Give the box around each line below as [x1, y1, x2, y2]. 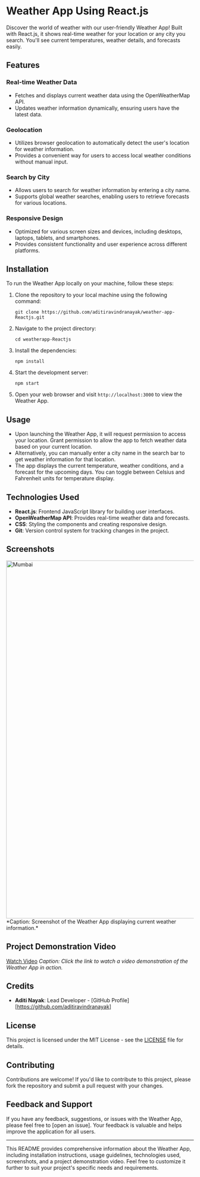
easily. [6, 43, 22, 50]
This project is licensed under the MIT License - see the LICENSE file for [6, 1036, 183, 1043]
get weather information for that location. [14, 456, 116, 463]
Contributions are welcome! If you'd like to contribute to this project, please [6, 1076, 191, 1083]
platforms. [14, 246, 40, 254]
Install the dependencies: [14, 347, 77, 354]
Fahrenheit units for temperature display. [14, 475, 115, 482]
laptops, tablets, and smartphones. [14, 234, 101, 241]
